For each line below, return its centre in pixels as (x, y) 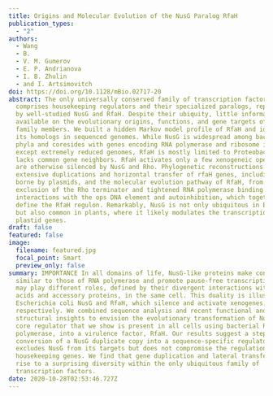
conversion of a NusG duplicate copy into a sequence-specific (125, 341)
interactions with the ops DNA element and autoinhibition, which (130, 197)
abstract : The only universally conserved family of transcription (125, 99)
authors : (23, 39)
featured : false (36, 235)
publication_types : (41, 24)
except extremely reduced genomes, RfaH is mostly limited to (123, 152)
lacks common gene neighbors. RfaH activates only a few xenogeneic (134, 159)
